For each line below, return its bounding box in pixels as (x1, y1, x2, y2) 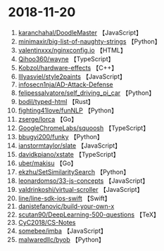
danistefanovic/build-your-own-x (18, 202, 115, 210)
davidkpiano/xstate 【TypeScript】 (18, 150, 120, 158)
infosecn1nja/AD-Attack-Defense (18, 80, 113, 89)
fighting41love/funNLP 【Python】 (18, 106, 118, 115)
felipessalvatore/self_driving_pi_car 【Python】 (18, 89, 156, 97)
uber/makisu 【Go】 (18, 159, 77, 167)
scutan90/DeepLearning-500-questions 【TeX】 (18, 210, 160, 219)
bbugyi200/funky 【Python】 (18, 132, 104, 141)
